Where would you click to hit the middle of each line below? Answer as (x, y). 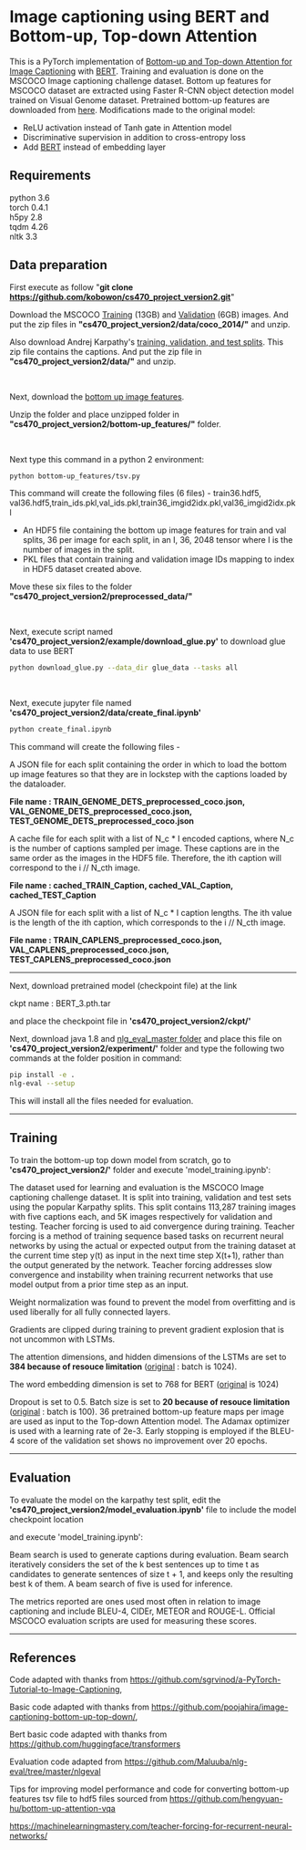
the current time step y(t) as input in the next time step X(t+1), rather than (147, 1255)
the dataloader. (38, 784)
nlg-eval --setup (42, 1084)
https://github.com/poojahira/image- (220, 1707)
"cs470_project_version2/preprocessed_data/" (101, 597)
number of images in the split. (78, 550)
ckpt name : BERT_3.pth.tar (60, 1003)
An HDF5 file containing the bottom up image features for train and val (154, 530)
